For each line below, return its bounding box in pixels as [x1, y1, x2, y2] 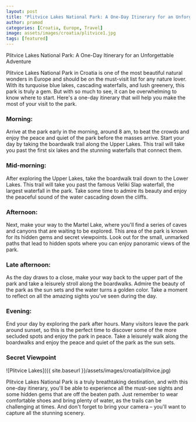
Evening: [6, 307, 32, 316]
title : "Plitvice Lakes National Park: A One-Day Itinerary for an [6, 14, 174, 20]
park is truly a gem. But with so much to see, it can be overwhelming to [6, 88, 177, 95]
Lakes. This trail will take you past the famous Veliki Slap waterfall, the [6, 181, 175, 188]
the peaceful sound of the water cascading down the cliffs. [6, 193, 148, 200]
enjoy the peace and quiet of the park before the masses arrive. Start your [6, 134, 185, 141]
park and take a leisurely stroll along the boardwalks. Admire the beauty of [6, 280, 185, 287]
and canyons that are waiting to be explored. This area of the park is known [6, 227, 188, 234]
